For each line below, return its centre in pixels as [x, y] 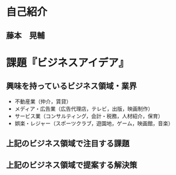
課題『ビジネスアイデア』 [67, 63]
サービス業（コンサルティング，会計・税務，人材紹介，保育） [89, 116]
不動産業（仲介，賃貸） [43, 101]
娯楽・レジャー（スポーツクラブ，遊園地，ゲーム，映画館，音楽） [94, 123]
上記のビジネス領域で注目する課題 [68, 143]
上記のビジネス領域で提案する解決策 [72, 165]
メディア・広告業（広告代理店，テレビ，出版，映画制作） [84, 108]
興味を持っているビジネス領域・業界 [71, 86]
